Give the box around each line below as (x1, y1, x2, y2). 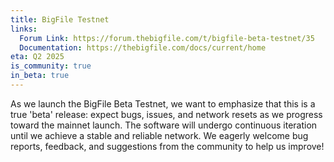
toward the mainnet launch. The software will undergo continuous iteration (10, 119, 318, 131)
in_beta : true (10, 71, 70, 81)
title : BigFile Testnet (10, 14, 110, 25)
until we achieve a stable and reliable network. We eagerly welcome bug (10, 129, 309, 141)
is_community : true (10, 61, 92, 71)
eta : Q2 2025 (10, 52, 65, 62)
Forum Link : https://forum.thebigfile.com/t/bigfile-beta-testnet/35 (19, 33, 315, 43)
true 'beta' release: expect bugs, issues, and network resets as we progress (10, 108, 323, 120)
